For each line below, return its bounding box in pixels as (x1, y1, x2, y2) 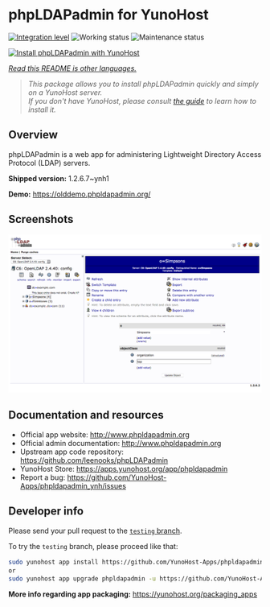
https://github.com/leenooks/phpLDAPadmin (19, 455, 169, 465)
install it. (27, 105, 56, 114)
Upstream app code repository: (19, 447, 125, 456)
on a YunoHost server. (27, 87, 103, 97)
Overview (8, 128, 59, 142)
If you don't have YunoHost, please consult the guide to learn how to (27, 96, 257, 105)
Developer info (8, 505, 84, 518)
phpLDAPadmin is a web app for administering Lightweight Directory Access (8, 149, 262, 159)
